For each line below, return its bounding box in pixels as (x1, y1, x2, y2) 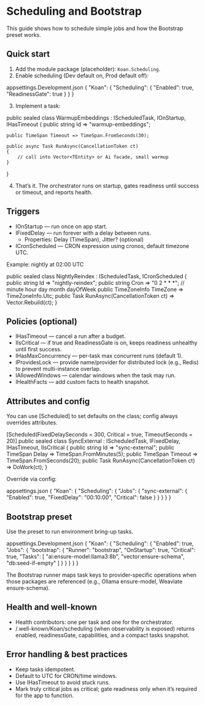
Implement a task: (15, 102, 61, 109)
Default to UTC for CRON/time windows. (15, 672, 118, 679)
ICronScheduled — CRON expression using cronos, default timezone (15, 242, 190, 249)
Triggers (6, 206, 40, 217)
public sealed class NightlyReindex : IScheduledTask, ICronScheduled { (6, 272, 187, 280)
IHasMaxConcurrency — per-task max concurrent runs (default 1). (15, 352, 183, 360)
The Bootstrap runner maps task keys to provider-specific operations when (6, 571, 196, 578)
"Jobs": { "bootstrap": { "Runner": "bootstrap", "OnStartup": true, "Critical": (6, 547, 196, 553)
